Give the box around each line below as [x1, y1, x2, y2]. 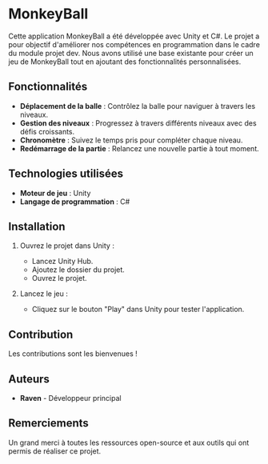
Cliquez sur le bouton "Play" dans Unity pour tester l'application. [31, 305, 245, 314]
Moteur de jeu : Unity [19, 188, 91, 198]
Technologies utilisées [8, 167, 124, 181]
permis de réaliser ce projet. [8, 446, 102, 456]
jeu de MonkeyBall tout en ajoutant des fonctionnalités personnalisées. [8, 57, 242, 66]
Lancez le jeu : [19, 289, 68, 298]
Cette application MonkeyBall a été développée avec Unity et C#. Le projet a [8, 31, 260, 41]
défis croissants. [19, 126, 75, 136]
